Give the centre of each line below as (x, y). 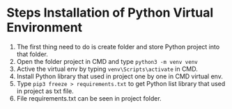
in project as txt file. (45, 91)
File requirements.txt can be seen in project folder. (89, 98)
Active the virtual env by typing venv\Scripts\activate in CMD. (107, 69)
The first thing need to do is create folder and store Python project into (118, 47)
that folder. (32, 54)
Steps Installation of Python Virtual (110, 13)
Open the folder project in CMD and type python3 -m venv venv (107, 61)
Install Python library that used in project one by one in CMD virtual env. (120, 76)
